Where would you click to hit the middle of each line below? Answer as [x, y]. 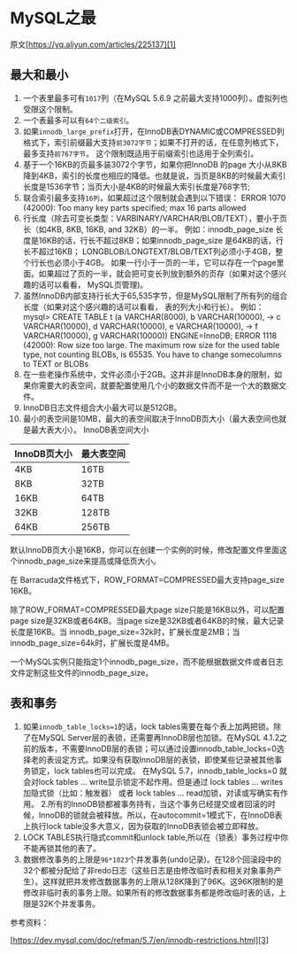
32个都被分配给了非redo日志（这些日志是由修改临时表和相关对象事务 [148, 870]
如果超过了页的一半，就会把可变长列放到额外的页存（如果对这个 [155, 273]
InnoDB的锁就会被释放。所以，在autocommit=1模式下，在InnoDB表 [160, 815]
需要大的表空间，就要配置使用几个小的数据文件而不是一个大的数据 [159, 385]
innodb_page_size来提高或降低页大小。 [89, 561]
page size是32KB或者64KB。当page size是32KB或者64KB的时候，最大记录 [147, 620]
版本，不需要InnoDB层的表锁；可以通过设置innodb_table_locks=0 [158, 748]
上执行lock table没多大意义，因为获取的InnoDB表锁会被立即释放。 [143, 826]
